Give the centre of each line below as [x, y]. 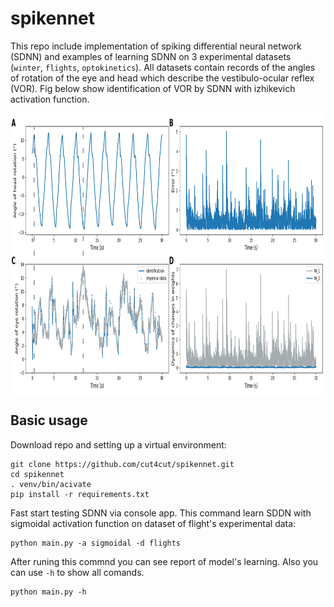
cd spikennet [37, 474]
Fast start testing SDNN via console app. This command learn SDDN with [161, 513]
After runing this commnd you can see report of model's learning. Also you [164, 561]
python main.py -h [48, 592]
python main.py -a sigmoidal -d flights [96, 543]
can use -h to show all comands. [77, 572]
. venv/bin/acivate [51, 484]
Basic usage [49, 420]
